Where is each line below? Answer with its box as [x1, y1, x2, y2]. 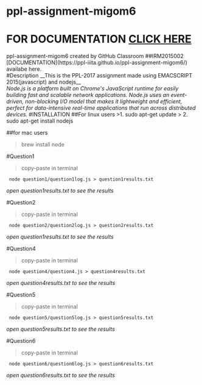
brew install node [21, 141, 65, 148]
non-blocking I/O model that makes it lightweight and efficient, [25, 98, 183, 105]
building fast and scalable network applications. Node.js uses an [6, 92, 170, 99]
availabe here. [6, 65, 42, 73]
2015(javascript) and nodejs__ [6, 78, 81, 86]
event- [170, 92, 187, 99]
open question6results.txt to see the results [6, 372, 116, 379]
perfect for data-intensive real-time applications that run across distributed [6, 104, 196, 112]
